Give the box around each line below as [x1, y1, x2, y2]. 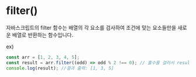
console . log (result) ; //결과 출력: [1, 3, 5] [6, 65, 114, 71]
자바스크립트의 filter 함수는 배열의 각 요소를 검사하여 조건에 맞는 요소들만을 [6, 24, 177, 31]
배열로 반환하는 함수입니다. [12, 31, 74, 38]
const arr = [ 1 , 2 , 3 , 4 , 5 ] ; [6, 54, 80, 60]
